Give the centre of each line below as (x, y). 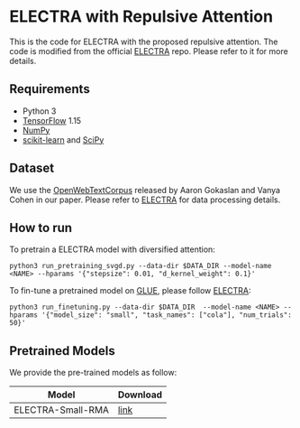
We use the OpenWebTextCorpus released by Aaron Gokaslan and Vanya (145, 190)
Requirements (50, 89)
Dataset (32, 168)
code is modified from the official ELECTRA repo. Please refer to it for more (149, 51)
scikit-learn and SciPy (63, 140)
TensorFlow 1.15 (52, 120)
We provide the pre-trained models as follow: (93, 373)
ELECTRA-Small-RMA (62, 410)
